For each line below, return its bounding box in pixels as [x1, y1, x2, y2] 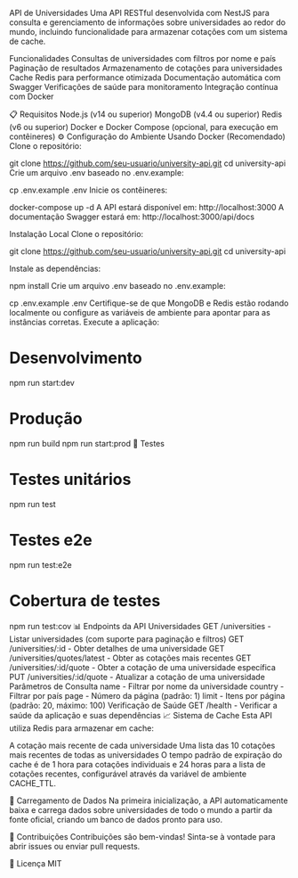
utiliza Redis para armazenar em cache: [9, 722, 154, 734]
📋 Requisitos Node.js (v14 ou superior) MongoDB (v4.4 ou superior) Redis [9, 109, 283, 119]
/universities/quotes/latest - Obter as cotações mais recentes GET [9, 652, 252, 663]
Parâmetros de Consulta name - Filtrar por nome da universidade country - [9, 681, 285, 692]
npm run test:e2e [9, 559, 73, 570]
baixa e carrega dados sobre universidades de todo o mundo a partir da [9, 804, 273, 815]
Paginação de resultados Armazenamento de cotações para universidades [9, 62, 283, 73]
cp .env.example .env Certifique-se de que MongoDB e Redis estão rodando [9, 298, 289, 308]
